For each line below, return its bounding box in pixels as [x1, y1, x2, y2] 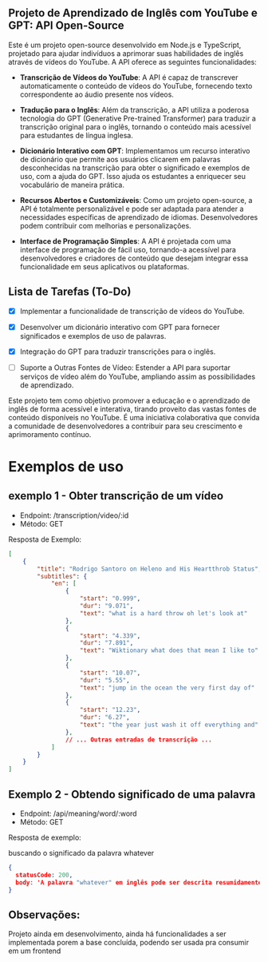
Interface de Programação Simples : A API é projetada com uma [19, 236, 231, 246]
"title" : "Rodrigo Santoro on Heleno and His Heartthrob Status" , [37, 565, 262, 573]
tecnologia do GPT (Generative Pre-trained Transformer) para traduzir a [19, 113, 257, 123]
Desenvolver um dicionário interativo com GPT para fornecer [19, 322, 220, 332]
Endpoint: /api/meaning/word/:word [19, 809, 137, 818]
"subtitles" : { [37, 572, 88, 580]
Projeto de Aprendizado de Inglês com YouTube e [8, 6, 258, 20]
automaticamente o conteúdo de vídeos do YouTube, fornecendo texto [19, 81, 253, 90]
